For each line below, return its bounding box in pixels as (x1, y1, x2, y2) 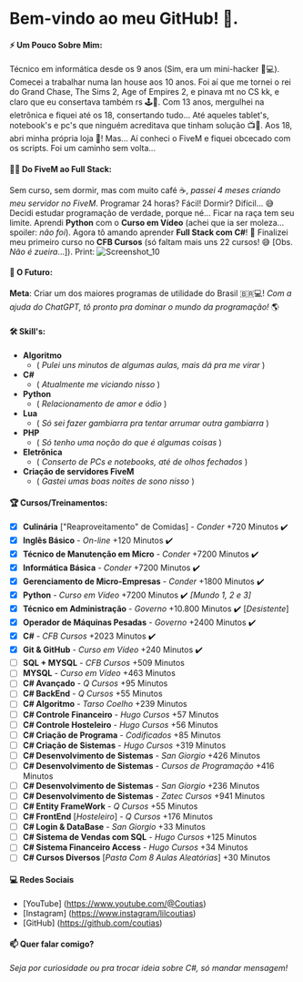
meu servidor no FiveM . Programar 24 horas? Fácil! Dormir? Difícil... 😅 (9, 198, 275, 209)
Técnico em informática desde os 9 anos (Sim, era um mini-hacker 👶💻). (9, 64, 280, 75)
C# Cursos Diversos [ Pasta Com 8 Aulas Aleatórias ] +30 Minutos (22, 852, 271, 864)
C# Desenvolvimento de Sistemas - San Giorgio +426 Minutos (22, 750, 261, 761)
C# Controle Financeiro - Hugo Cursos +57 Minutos (22, 709, 219, 720)
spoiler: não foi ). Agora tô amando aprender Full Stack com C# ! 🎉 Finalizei (9, 227, 288, 238)
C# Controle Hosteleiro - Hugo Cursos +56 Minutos (22, 719, 218, 730)
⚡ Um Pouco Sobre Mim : (9, 39, 103, 50)
